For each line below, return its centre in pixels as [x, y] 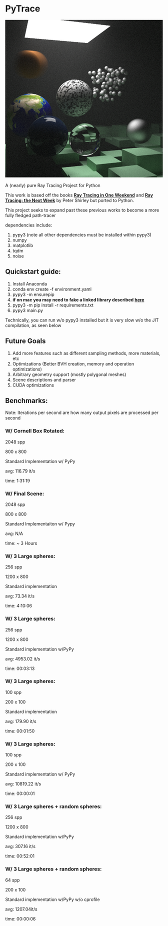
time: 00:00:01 [20, 793]
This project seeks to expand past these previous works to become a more [82, 210]
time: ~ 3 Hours [21, 543]
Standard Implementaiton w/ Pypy [40, 523]
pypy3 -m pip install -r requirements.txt [53, 305]
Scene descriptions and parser [44, 379]
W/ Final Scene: [25, 493]
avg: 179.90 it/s [21, 721]
